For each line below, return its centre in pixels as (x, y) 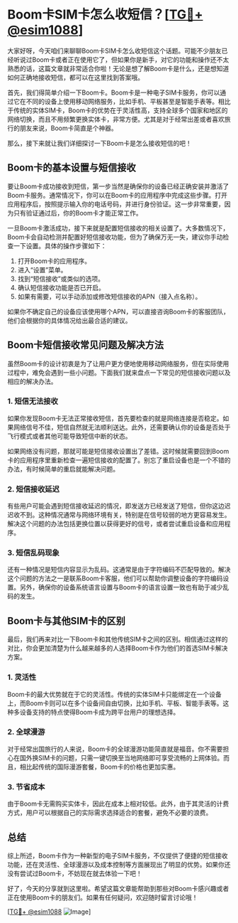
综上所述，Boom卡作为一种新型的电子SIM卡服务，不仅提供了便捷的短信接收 (118, 855)
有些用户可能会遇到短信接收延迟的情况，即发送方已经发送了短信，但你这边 (116, 506)
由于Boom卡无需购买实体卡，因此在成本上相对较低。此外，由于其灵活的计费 (118, 804)
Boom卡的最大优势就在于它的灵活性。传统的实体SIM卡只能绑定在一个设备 (114, 694)
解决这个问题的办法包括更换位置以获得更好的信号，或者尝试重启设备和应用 (116, 524)
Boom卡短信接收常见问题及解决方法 (86, 345)
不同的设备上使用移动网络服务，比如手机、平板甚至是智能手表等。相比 (128, 101)
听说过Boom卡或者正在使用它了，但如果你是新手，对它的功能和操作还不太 (121, 59)
